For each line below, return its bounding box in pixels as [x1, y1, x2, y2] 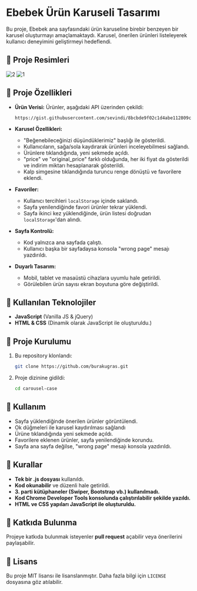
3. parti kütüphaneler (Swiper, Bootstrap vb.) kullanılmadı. [14, 488, 160, 495]
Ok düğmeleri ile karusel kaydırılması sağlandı [14, 423, 126, 431]
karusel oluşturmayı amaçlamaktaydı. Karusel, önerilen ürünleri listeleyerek [6, 31, 187, 38]
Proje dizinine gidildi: [14, 375, 66, 382]
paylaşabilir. [6, 540, 35, 547]
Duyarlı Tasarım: [14, 262, 56, 270]
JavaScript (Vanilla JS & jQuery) [14, 313, 94, 320]
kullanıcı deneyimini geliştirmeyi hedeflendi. [6, 38, 112, 45]
